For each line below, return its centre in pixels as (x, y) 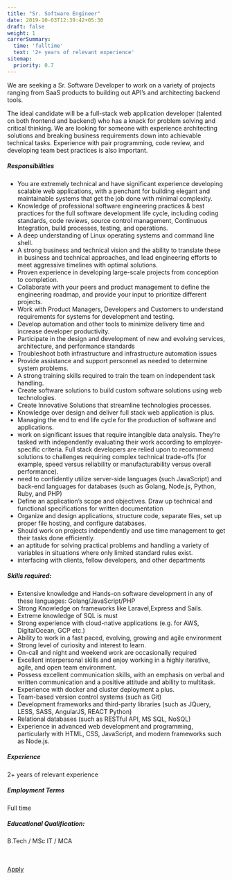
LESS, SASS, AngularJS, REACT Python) (74, 711)
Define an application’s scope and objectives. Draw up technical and (115, 501)
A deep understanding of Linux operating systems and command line (116, 235)
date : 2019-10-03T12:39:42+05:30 (55, 20)
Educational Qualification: (46, 824)
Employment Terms (36, 790)
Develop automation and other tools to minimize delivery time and (111, 324)
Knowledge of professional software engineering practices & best (111, 206)
